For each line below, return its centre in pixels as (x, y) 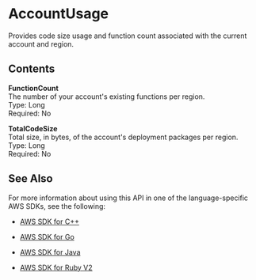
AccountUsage (59, 14)
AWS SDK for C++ (49, 221)
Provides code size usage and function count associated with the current (128, 36)
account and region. (41, 44)
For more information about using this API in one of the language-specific (128, 198)
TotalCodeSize (33, 128)
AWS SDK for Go (47, 236)
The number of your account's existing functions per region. (107, 96)
